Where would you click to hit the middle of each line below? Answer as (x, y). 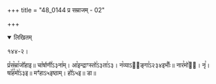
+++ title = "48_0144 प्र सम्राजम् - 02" (56, 10)
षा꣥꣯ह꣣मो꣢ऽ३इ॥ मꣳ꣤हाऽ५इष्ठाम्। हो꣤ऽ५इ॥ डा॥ (52, 73)
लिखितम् (23, 37)
